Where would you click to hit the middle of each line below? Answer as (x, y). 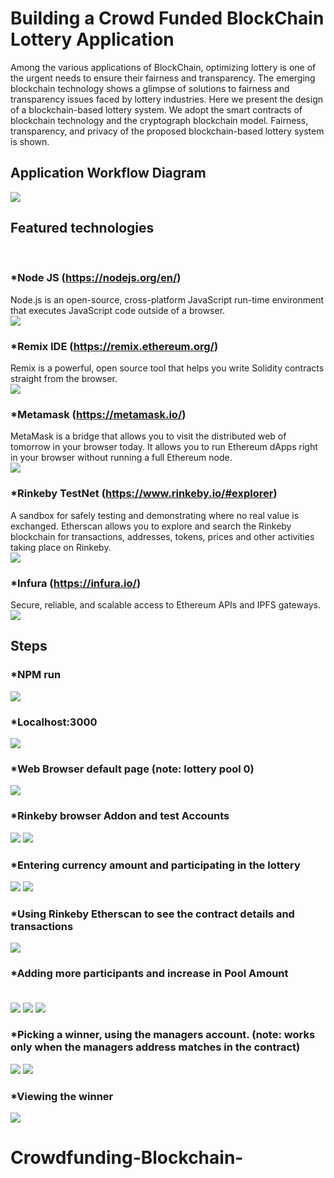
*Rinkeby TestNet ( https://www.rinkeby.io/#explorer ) (144, 494)
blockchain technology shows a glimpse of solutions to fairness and (150, 88)
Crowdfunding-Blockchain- (127, 1158)
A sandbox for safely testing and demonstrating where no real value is (155, 515)
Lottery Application (92, 39)
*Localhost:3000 (54, 722)
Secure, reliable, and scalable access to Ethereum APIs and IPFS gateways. (165, 605)
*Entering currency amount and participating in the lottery (155, 865)
